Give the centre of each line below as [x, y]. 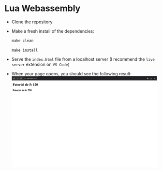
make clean [22, 41]
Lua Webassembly [43, 8]
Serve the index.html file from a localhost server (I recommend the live [83, 59]
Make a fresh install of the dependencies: [53, 31]
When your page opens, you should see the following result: [71, 73]
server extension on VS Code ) [40, 64]
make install [25, 50]
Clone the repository [32, 22]
